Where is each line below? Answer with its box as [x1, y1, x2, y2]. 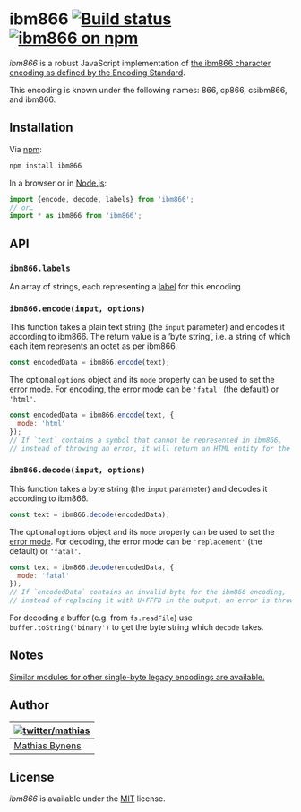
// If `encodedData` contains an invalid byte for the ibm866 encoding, [9, 588, 287, 597]
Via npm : [9, 143, 43, 154]
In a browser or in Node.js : [9, 177, 107, 188]
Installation [9, 120, 73, 135]
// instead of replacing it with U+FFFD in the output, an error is [9, 596, 271, 605]
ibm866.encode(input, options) [9, 303, 146, 314]
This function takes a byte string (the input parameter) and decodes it [9, 483, 268, 494]
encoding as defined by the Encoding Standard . [9, 67, 185, 78]
